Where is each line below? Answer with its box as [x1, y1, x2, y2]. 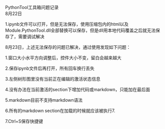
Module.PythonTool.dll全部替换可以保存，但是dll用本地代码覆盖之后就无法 [5, 27, 156, 33]
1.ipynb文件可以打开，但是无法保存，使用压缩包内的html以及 [5, 21, 129, 27]
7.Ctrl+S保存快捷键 [5, 119, 43, 124]
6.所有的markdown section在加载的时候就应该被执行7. [5, 108, 115, 114]
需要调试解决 [18, 34, 45, 39]
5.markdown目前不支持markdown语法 [5, 97, 83, 103]
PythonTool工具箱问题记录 [5, 4, 59, 10]
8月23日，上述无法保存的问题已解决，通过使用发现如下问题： [5, 44, 131, 50]
